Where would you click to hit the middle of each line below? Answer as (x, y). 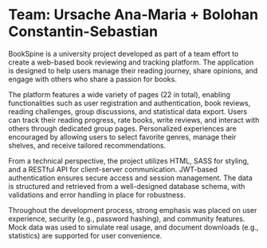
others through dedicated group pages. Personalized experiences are (122, 128)
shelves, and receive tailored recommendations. (87, 145)
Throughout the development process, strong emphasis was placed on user (133, 210)
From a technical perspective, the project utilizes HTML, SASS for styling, (129, 160)
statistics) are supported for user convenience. (85, 235)
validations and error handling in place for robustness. (97, 195)
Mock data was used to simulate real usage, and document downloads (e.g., (133, 227)
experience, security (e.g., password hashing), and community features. (127, 218)
